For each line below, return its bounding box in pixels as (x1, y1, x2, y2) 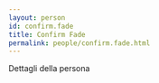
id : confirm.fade (8, 22, 74, 31)
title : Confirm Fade (8, 30, 87, 39)
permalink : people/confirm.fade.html (8, 38, 151, 48)
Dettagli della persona (8, 63, 90, 74)
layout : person (8, 13, 66, 23)
